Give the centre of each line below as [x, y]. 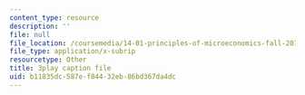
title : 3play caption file [60, 69]
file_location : [38, 43]
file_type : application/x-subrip [73, 52]
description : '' [40, 26]
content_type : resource [54, 18]
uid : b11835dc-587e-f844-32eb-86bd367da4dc [93, 77]
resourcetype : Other [49, 60]
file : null [30, 34]
